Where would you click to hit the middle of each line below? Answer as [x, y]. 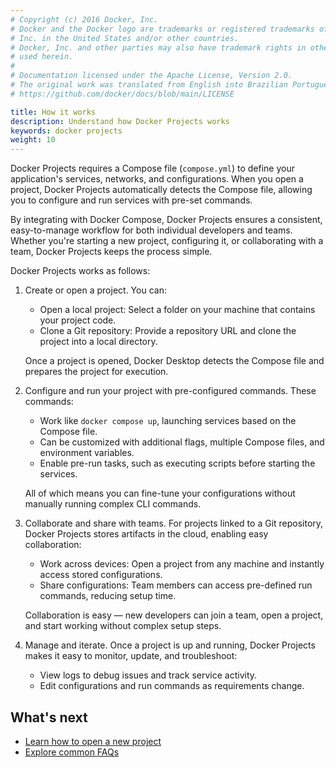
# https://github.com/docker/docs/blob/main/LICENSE [122, 94]
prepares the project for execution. [96, 372]
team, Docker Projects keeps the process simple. [111, 252]
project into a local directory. [98, 342]
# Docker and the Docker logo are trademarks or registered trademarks [162, 29]
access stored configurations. [101, 575]
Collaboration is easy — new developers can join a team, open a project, [174, 615]
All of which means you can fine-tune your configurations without [160, 493]
